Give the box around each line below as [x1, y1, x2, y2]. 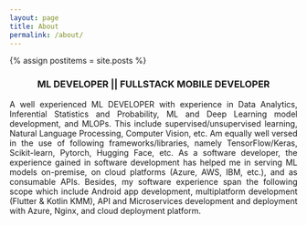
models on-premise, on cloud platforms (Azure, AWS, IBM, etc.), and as [9, 166, 298, 178]
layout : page [9, 13, 59, 23]
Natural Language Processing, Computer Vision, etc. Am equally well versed [9, 128, 298, 138]
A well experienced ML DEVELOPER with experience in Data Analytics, [9, 98, 298, 109]
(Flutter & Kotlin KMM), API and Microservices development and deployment [9, 195, 298, 206]
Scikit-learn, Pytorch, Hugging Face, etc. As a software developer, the [9, 147, 298, 158]
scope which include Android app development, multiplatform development [9, 186, 298, 197]
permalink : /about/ [9, 30, 84, 39]
